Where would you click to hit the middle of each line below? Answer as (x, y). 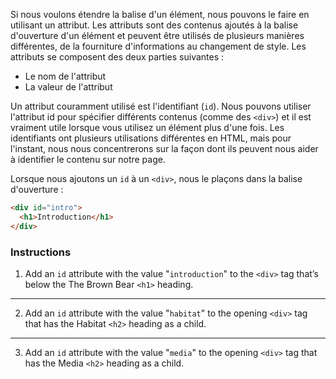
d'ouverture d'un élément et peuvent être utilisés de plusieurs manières (157, 35)
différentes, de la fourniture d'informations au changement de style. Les (158, 46)
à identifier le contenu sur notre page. (88, 159)
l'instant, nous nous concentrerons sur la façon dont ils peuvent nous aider (164, 148)
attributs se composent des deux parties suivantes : (117, 57)
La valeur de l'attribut (68, 87)
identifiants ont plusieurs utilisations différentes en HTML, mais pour (151, 138)
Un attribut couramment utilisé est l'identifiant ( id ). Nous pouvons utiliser (161, 106)
